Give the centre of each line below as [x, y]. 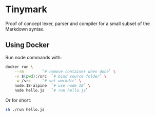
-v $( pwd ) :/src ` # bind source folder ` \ [61, 76]
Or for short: [18, 100]
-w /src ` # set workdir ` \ [48, 81]
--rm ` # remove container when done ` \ [65, 72]
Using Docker [27, 45]
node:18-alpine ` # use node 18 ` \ [53, 86]
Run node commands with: [34, 57]
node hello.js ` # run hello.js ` [51, 90]
